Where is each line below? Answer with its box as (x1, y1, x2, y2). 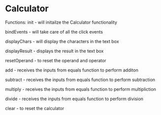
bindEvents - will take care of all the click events (5, 29, 103, 35)
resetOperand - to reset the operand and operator (5, 57, 107, 63)
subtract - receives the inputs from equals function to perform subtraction (5, 77, 156, 82)
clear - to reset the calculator (5, 105, 64, 111)
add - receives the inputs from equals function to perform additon (5, 67, 139, 73)
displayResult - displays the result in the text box (5, 48, 104, 54)
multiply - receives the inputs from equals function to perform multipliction (5, 86, 157, 92)
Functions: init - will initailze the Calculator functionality (5, 19, 117, 25)
